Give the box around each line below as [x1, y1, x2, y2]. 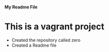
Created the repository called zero [11, 37, 81, 43]
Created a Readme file [11, 42, 57, 48]
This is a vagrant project [4, 21, 105, 32]
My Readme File [4, 4, 37, 10]
